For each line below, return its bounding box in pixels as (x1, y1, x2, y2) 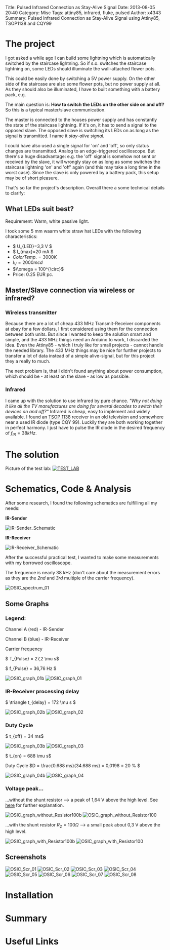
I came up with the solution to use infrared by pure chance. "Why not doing (5, 398, 162, 404)
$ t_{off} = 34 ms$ (5, 733, 44, 739)
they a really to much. (5, 358, 51, 364)
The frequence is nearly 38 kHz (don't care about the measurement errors (5, 570, 160, 576)
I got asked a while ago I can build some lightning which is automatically (5, 55, 156, 61)
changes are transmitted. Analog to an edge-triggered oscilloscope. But (5, 148, 155, 154)
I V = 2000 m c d (12, 259, 43, 266)
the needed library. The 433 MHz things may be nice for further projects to (5, 347, 161, 353)
